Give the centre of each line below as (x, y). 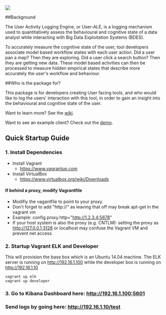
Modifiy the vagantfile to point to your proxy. (58, 202)
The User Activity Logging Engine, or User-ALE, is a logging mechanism (79, 27)
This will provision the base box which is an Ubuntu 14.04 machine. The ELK (83, 257)
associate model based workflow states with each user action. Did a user (80, 52)
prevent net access (32, 233)
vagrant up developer (28, 281)
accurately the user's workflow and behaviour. (53, 73)
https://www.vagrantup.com (49, 168)
